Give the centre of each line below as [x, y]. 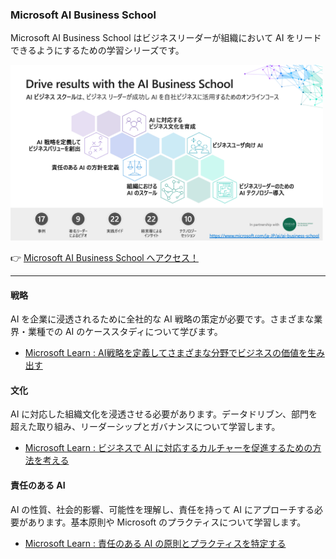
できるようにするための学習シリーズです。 [97, 50]
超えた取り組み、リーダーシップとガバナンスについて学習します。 [145, 427]
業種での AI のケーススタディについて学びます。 [125, 332]
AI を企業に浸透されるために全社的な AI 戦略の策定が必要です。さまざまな [162, 319]
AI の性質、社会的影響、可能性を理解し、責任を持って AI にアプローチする [162, 509]
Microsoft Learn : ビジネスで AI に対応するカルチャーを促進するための [168, 448]
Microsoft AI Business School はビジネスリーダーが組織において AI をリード [166, 38]
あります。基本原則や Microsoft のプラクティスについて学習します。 [167, 522]
